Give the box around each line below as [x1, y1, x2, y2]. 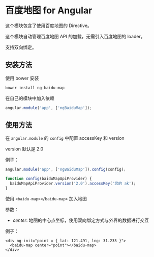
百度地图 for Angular [5, 5, 93, 16]
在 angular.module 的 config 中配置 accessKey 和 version [5, 135, 125, 141]
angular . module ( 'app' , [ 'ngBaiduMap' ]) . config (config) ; [5, 167, 126, 172]
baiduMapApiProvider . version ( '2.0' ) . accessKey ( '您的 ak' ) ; [10, 181, 136, 186]
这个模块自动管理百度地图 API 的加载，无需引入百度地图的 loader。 [5, 33, 145, 39]
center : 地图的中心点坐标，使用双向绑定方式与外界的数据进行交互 [12, 217, 149, 223]
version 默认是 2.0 [5, 146, 44, 152]
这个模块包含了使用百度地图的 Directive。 [5, 22, 93, 29]
